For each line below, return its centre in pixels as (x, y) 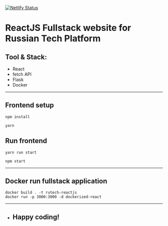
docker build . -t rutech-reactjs (41, 192)
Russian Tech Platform (53, 39)
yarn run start (21, 152)
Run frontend (26, 141)
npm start (15, 161)
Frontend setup (29, 105)
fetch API (22, 74)
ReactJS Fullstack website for (68, 28)
